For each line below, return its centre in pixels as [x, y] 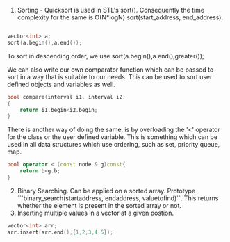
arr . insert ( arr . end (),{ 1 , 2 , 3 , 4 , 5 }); [60, 232]
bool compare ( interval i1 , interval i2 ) [67, 97]
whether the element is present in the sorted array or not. [99, 205]
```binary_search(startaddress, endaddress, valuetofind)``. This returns [118, 198]
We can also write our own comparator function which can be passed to [110, 70]
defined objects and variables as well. [61, 84]
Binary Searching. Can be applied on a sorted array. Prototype [106, 191]
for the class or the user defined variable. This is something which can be [112, 137]
